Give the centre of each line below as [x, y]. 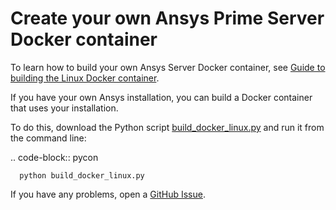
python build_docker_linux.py [82, 175]
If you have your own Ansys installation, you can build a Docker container [161, 97]
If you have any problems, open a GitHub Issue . [108, 194]
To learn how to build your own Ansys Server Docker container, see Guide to [168, 67]
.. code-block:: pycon [54, 157]
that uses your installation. [64, 108]
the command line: [48, 138]
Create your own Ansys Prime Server [167, 18]
